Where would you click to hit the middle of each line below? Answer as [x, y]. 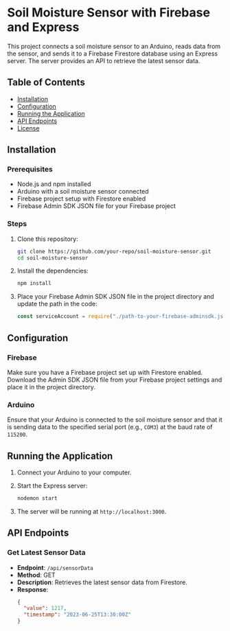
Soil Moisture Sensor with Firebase [109, 13]
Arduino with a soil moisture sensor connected [83, 192]
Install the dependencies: [53, 271]
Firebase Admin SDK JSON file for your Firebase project [96, 206]
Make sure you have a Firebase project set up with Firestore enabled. [105, 372]
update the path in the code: [57, 304]
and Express [43, 27]
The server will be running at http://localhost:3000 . [92, 511]
